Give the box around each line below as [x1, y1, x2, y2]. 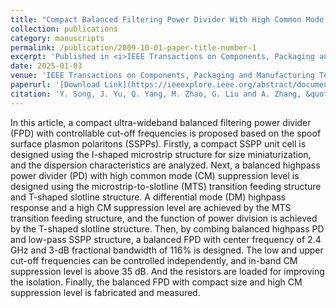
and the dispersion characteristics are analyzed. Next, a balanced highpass [10, 159, 321, 171]
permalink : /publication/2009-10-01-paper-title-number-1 [10, 42, 257, 53]
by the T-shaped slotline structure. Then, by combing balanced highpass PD [10, 222, 325, 235]
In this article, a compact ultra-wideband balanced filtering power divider [10, 116, 312, 128]
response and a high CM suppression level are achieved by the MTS [10, 201, 292, 213]
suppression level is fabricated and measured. [10, 286, 201, 298]
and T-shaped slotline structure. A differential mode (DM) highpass [10, 191, 287, 203]
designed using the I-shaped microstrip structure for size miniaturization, [10, 148, 312, 160]
